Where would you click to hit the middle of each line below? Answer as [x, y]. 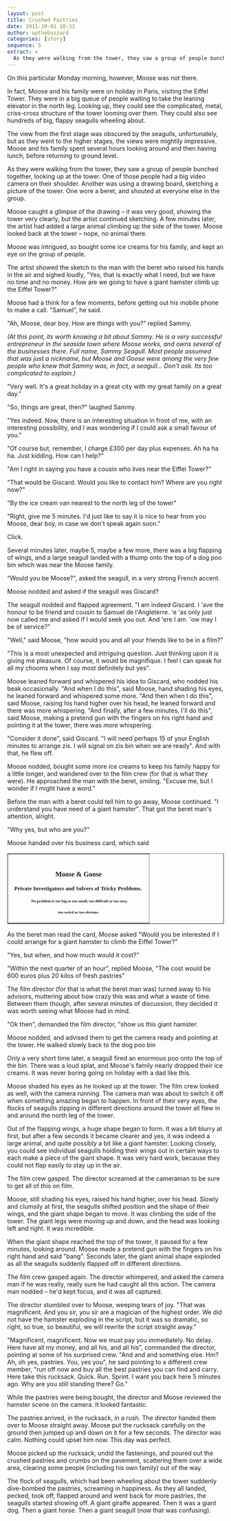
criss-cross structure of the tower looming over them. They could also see [112, 113]
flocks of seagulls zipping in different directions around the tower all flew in [114, 1108]
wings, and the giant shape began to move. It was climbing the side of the [112, 1214]
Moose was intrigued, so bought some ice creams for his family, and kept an [115, 247]
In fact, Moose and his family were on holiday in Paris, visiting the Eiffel [108, 91]
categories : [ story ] [37, 39]
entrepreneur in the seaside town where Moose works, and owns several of [114, 344]
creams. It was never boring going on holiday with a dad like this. [99, 1073]
